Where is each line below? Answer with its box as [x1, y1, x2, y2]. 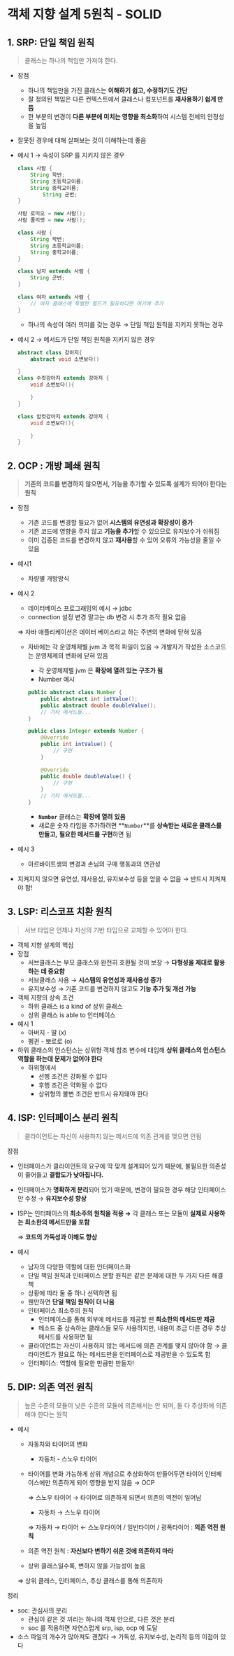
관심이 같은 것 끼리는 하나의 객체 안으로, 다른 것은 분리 [27, 1615, 175, 1623]
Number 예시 [38, 675, 75, 684]
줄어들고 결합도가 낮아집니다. [24, 1171, 103, 1179]
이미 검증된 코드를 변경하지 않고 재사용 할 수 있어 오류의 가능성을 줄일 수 [27, 536, 222, 544]
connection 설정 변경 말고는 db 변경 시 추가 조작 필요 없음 [27, 613, 187, 621]
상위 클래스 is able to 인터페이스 [27, 1010, 116, 1019]
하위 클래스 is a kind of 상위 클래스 [27, 1002, 124, 1010]
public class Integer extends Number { [27, 728, 145, 735]
